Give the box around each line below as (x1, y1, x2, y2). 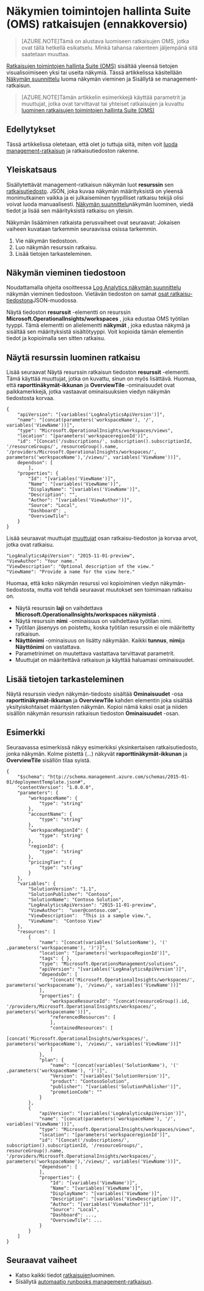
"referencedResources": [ (49, 1014, 116, 1020)
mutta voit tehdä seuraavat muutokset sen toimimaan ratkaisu (37, 586, 192, 594)
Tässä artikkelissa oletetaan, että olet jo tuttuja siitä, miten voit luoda (6, 140, 178, 148)
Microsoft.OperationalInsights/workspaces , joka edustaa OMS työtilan (6, 315, 189, 322)
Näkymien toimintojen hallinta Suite (6, 4, 191, 18)
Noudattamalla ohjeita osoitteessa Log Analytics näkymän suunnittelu (6, 284, 181, 291)
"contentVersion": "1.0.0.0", (17, 784, 95, 790)
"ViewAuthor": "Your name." (6, 558, 78, 564)
